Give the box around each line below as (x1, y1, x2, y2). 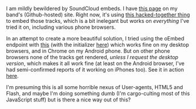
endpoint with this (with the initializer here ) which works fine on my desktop (6, 41, 190, 48)
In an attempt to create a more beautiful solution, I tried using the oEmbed (6, 35, 185, 42)
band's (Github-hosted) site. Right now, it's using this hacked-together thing (6, 11, 190, 18)
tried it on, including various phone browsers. (6, 23, 116, 30)
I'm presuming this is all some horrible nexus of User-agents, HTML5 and (6, 84, 183, 90)
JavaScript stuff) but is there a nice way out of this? (6, 96, 131, 103)
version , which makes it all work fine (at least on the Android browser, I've (6, 60, 185, 67)
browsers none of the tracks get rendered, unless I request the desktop (6, 54, 179, 60)
